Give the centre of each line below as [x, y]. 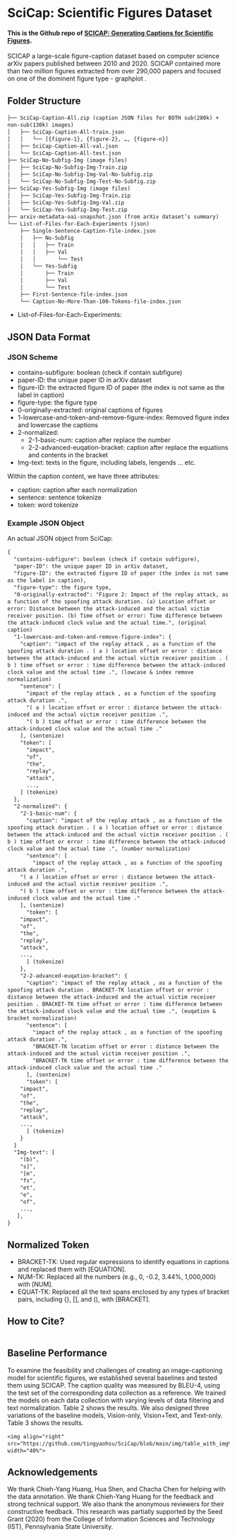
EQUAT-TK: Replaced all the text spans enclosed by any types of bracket [123, 1292]
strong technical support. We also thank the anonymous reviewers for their [116, 1504]
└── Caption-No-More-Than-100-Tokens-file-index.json [101, 302]
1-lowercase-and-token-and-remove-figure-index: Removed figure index [123, 417]
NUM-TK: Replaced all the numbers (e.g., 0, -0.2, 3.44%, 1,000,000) [117, 1277]
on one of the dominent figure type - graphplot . [77, 78]
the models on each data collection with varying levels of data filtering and [116, 1400]
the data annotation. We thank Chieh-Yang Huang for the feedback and [110, 1497]
